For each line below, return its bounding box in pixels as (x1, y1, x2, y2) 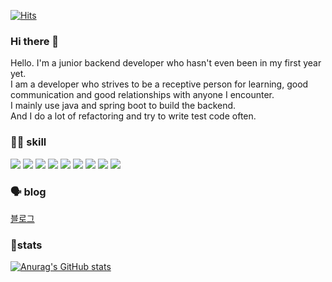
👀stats (10, 238, 43, 252)
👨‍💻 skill (10, 135, 47, 149)
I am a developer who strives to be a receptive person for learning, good (10, 78, 309, 90)
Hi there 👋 (10, 34, 60, 48)
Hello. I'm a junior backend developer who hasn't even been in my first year (10, 57, 322, 69)
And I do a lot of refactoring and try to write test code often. (10, 110, 257, 122)
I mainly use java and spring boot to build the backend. (10, 100, 237, 112)
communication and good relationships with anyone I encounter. (10, 89, 275, 101)
